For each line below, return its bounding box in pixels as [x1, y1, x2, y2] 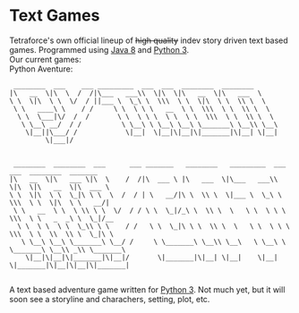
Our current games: [9, 54, 82, 64]
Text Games [9, 5, 100, 26]
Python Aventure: [9, 63, 73, 74]
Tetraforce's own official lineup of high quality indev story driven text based [9, 35, 288, 46]
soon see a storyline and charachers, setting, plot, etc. [9, 293, 210, 304]
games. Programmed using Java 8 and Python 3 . [9, 44, 190, 55]
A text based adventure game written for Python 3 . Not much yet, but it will [9, 283, 286, 295]
